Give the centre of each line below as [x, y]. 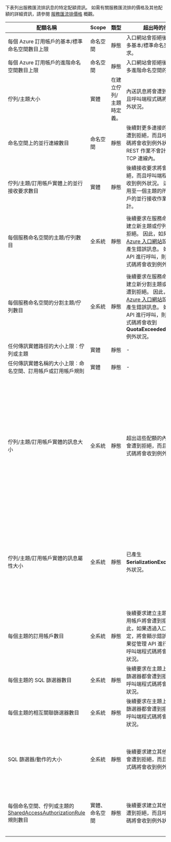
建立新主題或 [142, 226]
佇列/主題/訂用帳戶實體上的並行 [45, 183]
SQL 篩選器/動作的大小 [35, 759]
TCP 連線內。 [142, 158]
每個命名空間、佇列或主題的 [41, 806]
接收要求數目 [23, 191]
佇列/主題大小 [24, 99]
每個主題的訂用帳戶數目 [36, 636]
